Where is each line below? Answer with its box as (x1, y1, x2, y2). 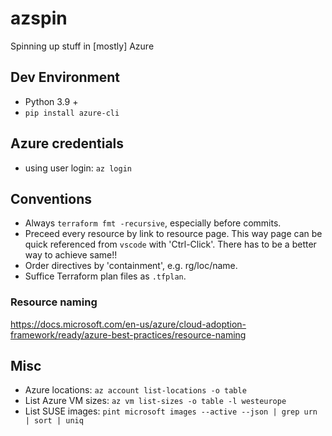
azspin (10, 7, 68, 30)
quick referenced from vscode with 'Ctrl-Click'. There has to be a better (24, 238, 317, 251)
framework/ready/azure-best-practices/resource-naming (10, 328, 247, 341)
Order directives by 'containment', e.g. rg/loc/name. (24, 260, 238, 272)
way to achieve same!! (24, 249, 118, 261)
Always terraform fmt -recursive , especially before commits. (24, 217, 282, 229)
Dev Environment (10, 69, 121, 86)
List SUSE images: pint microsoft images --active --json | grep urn (24, 405, 318, 417)
